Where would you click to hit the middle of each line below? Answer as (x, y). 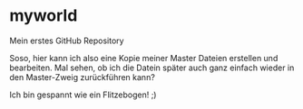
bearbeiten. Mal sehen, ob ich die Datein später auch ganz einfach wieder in (152, 68)
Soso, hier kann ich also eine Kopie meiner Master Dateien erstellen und (144, 58)
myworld (44, 16)
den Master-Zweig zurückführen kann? (83, 77)
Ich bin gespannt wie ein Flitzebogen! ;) (83, 95)
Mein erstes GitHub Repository (67, 41)
